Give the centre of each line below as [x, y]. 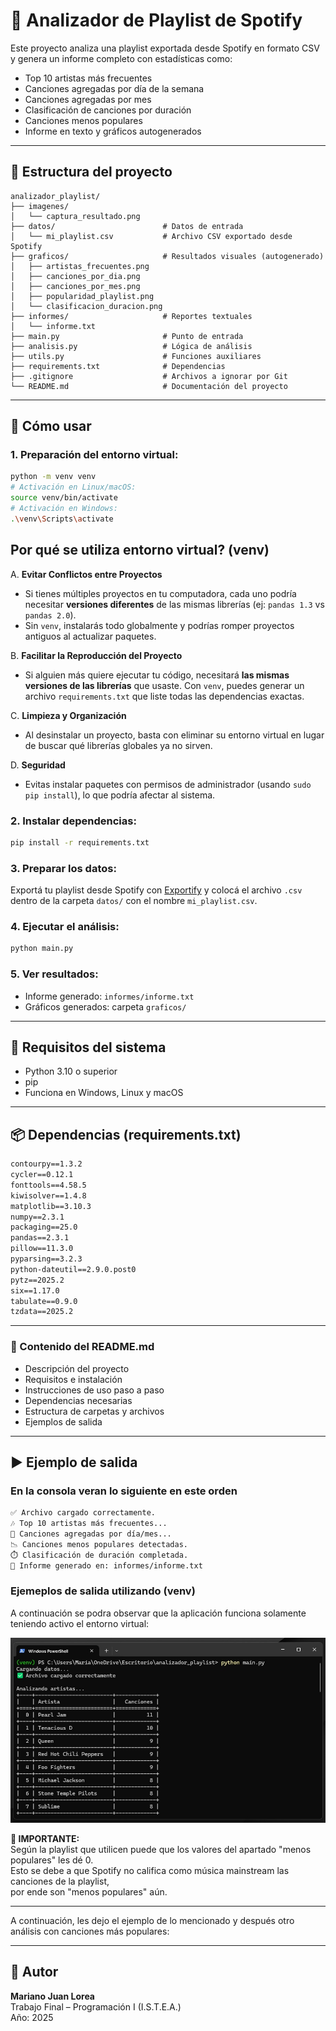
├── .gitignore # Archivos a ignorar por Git [149, 376]
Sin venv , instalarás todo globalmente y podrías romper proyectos [159, 625]
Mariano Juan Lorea [52, 1996]
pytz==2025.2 [37, 1280]
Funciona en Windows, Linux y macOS [104, 1093]
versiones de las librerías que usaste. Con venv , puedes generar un [164, 685]
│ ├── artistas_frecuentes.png [80, 266]
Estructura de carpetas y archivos [94, 1411]
